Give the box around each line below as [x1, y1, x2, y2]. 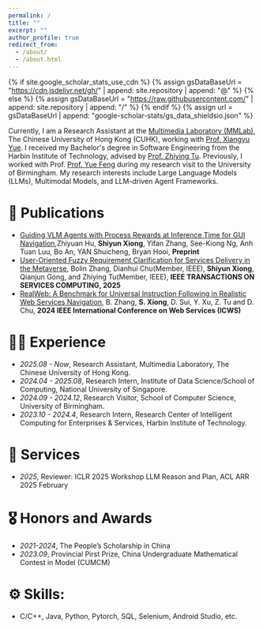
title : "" [8, 19, 41, 27]
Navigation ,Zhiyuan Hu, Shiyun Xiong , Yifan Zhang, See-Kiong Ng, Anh [19, 238, 254, 248]
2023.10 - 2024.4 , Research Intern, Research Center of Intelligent [19, 410, 233, 419]
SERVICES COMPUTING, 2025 [19, 280, 121, 290]
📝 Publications [8, 204, 105, 222]
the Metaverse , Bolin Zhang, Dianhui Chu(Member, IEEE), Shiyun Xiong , [19, 264, 254, 273]
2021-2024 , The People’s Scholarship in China [19, 541, 171, 550]
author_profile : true [8, 33, 80, 42]
